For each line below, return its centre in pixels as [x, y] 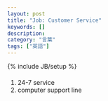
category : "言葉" [32, 40]
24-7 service [36, 82]
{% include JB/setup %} [42, 66]
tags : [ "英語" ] [28, 46]
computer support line [49, 90]
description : [26, 33]
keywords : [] [26, 27]
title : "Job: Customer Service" [54, 20]
